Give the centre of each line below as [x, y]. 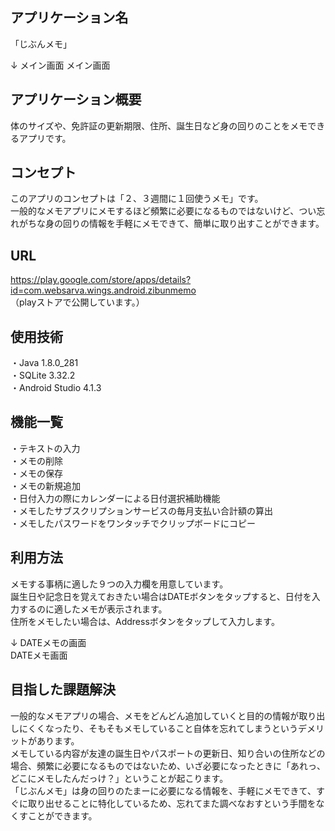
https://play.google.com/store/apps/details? [101, 280]
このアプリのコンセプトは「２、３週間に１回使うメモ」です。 [137, 199]
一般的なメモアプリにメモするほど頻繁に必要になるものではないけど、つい [163, 211]
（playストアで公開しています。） [77, 302]
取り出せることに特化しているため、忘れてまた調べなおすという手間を [172, 803]
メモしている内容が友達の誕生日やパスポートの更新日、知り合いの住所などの [168, 753]
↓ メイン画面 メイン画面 [60, 65]
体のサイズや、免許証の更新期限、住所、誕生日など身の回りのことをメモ [159, 125]
